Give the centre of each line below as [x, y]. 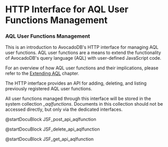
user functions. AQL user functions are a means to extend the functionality [83, 53]
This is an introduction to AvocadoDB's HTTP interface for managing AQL [82, 47]
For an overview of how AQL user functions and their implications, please [82, 68]
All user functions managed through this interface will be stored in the [78, 99]
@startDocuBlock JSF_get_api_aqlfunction [49, 139]
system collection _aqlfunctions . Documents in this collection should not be [84, 104]
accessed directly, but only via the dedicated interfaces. [64, 109]
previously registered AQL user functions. [49, 89]
